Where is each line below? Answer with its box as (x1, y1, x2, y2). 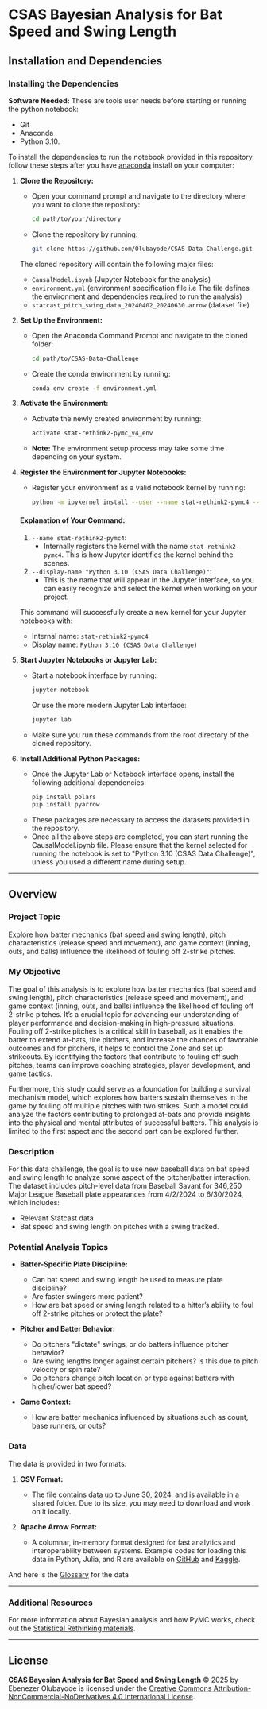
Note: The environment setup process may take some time (31, 443, 225, 454)
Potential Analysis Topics (8, 1242, 109, 1253)
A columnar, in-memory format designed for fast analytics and (31, 1537, 236, 1547)
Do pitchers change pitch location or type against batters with (31, 1373, 234, 1383)
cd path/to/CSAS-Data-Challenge (31, 354, 139, 362)
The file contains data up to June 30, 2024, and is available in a (31, 1490, 240, 1499)
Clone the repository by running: (31, 229, 138, 239)
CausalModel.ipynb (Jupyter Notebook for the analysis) (31, 274, 211, 284)
